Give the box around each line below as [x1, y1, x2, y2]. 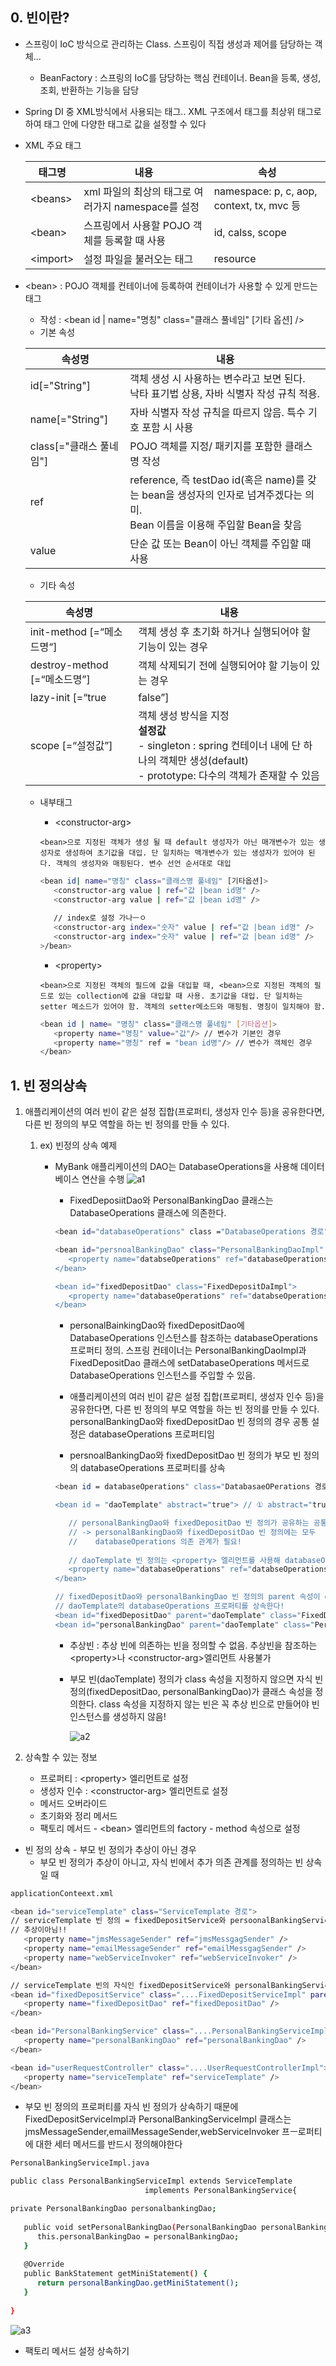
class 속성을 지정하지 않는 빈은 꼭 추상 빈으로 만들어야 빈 [98, 1698, 320, 1710]
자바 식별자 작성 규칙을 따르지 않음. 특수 [129, 405, 306, 419]
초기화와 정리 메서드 [39, 1809, 118, 1822]
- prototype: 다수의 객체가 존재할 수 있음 [138, 768, 320, 782]
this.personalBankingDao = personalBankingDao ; [36, 2231, 240, 2242]
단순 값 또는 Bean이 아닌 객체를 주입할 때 [129, 536, 312, 550]
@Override [23, 2259, 65, 2270]
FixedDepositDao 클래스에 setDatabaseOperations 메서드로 [69, 1357, 310, 1369]
